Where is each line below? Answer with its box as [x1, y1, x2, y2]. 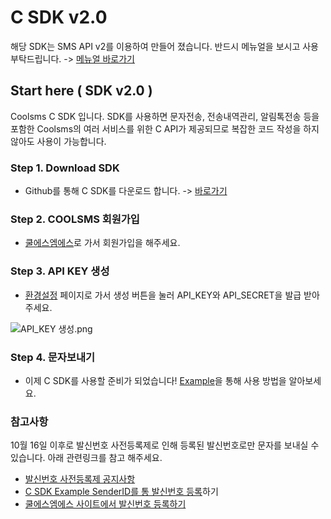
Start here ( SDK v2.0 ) [10, 82, 153, 100]
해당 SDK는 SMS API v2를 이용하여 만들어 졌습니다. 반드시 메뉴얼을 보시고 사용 [10, 40, 319, 52]
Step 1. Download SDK [10, 161, 120, 175]
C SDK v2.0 [10, 6, 108, 29]
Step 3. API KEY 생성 [10, 264, 110, 278]
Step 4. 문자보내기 [10, 350, 96, 364]
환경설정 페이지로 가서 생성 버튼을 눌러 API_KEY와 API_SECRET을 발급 [24, 289, 302, 301]
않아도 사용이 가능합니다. [10, 135, 107, 147]
